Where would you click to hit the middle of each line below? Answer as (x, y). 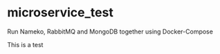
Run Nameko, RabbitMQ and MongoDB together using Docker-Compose (110, 31)
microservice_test (61, 13)
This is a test (25, 44)
